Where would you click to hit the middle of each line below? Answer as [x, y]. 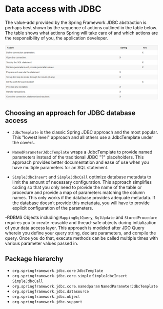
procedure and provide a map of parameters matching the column [79, 193]
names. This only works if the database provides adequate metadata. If [83, 198]
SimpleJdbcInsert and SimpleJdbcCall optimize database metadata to [81, 177]
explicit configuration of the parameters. [53, 208]
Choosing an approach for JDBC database [70, 113]
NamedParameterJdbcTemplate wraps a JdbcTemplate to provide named [82, 152]
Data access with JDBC [53, 9]
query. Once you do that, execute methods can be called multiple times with [81, 238]
